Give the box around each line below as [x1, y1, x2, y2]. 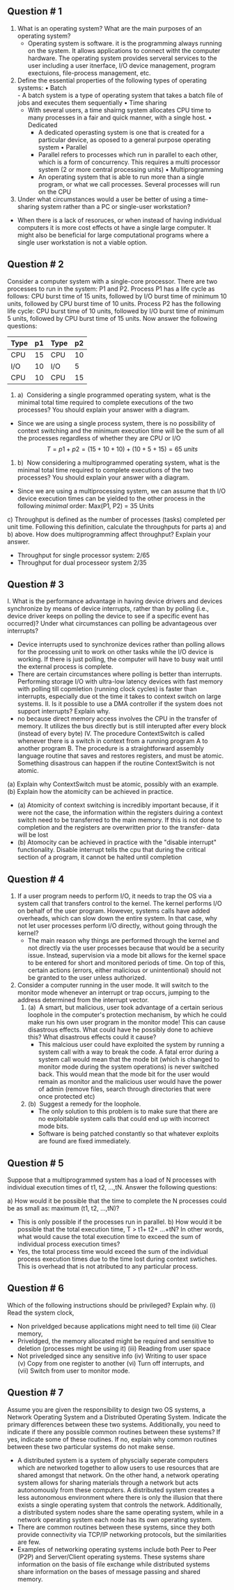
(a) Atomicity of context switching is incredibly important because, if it [17, 801, 219, 809]
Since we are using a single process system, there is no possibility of [17, 419, 216, 427]
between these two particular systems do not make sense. [7, 1443, 175, 1451]
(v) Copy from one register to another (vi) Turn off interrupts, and [17, 1359, 204, 1367]
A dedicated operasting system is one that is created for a [38, 128, 205, 136]
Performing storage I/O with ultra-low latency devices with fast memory [17, 677, 224, 686]
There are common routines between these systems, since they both [17, 1523, 215, 1531]
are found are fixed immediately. [38, 1137, 131, 1145]
